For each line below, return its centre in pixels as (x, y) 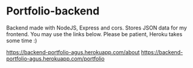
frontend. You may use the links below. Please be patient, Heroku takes (94, 34)
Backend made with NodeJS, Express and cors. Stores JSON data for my (97, 28)
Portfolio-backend (53, 11)
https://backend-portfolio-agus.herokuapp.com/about (73, 52)
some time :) (22, 40)
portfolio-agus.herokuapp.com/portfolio (56, 58)
